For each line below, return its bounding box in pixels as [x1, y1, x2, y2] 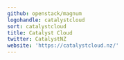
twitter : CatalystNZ [7, 36, 67, 43]
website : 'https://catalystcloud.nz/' [7, 42, 119, 49]
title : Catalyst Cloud [7, 29, 73, 37]
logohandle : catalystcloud [7, 17, 85, 23]
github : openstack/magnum [7, 10, 82, 17]
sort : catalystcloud [7, 23, 67, 30]
